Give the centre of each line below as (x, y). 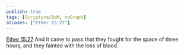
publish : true (24, 12)
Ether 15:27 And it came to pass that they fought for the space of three (92, 40)
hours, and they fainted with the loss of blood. (62, 46)
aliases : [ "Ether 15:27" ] (38, 22)
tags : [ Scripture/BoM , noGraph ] (46, 17)
